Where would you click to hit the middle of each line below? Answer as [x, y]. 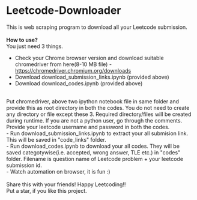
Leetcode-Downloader [64, 11]
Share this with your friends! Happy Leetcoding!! [66, 184]
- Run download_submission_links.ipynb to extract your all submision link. [97, 133]
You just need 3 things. [35, 46]
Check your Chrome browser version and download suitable [89, 58]
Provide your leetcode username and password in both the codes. [88, 127]
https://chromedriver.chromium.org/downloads [73, 70]
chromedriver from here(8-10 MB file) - [63, 64]
